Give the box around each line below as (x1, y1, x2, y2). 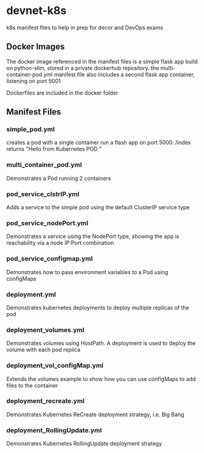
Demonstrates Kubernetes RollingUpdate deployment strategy (6, 440, 163, 448)
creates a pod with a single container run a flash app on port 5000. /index (6, 139, 191, 147)
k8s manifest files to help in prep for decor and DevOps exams (6, 24, 163, 31)
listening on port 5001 (6, 77, 61, 84)
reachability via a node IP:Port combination (6, 239, 114, 247)
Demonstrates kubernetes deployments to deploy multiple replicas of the (6, 303, 189, 311)
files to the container (6, 382, 58, 389)
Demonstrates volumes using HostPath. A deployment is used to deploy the (6, 339, 196, 347)
